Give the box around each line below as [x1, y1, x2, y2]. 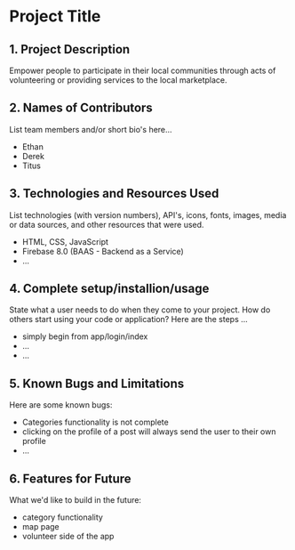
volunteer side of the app [21, 531, 115, 542]
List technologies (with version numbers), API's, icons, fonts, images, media [9, 209, 287, 220]
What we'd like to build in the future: [9, 495, 142, 506]
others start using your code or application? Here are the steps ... [9, 314, 249, 325]
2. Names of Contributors [9, 101, 153, 116]
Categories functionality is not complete [21, 417, 169, 428]
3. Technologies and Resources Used [9, 186, 219, 201]
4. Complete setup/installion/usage [9, 281, 210, 296]
